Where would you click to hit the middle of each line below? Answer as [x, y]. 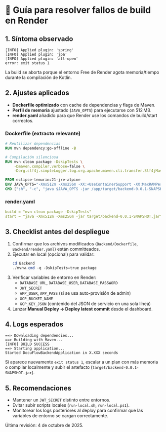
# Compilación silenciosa [32, 157]
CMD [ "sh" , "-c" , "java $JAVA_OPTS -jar [47, 189]
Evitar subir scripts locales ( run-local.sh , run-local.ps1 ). [71, 405]
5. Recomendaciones [38, 388]
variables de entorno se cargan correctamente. [60, 416]
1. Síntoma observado [39, 39]
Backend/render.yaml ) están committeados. [56, 249]
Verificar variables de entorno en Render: [54, 277]
